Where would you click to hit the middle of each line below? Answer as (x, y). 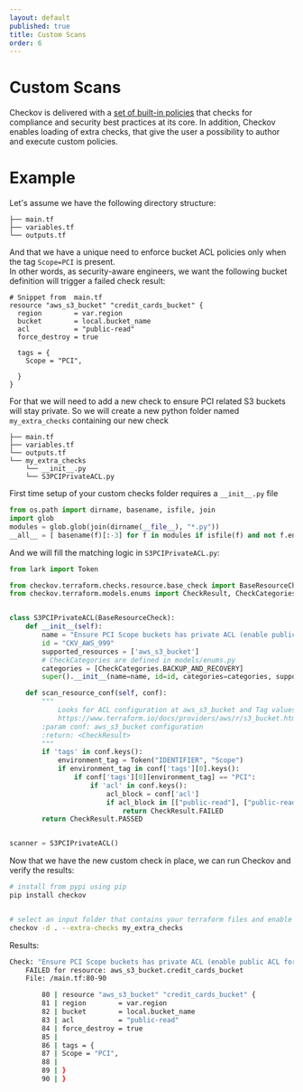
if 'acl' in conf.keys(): (138, 786)
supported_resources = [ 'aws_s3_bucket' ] (121, 652)
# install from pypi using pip (68, 887)
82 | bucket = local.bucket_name (119, 1012)
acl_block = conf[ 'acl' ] (153, 794)
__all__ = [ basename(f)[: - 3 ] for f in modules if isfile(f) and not (143, 535)
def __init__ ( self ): (64, 626)
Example (42, 178)
